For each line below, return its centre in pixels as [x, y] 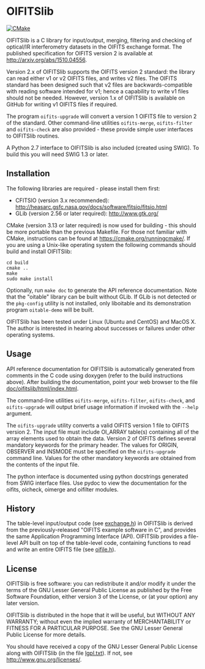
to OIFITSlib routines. [33, 136]
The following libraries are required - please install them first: [83, 188]
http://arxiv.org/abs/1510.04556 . [47, 60]
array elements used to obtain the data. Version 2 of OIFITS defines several [101, 438]
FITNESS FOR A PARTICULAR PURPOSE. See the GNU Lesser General [95, 628]
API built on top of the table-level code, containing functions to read [105, 543]
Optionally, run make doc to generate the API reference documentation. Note [102, 290]
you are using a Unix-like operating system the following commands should [101, 245]
